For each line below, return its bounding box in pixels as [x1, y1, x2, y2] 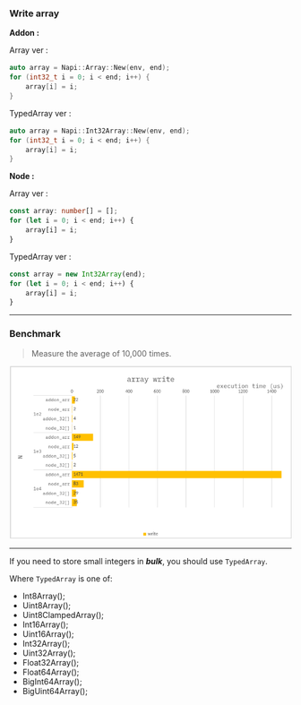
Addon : [9, 28, 40, 39]
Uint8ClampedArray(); [21, 609, 105, 620]
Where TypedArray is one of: [9, 572, 113, 584]
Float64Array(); [21, 666, 80, 677]
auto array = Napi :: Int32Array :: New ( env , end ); [9, 126, 191, 135]
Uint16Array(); [21, 628, 74, 639]
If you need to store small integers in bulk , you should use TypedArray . [9, 555, 269, 566]
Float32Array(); [21, 657, 79, 667]
